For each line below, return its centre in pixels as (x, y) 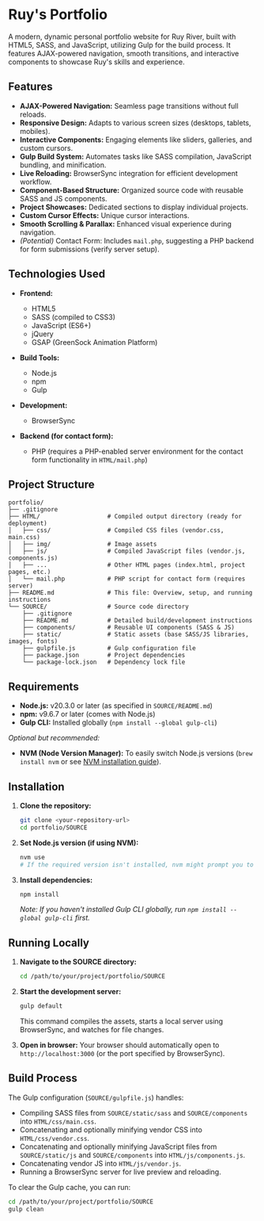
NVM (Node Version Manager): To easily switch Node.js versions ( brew (136, 753)
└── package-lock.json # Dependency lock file (104, 662)
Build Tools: (40, 358)
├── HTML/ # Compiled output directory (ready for (125, 517)
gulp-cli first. (68, 918)
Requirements (43, 686)
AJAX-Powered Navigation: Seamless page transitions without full (129, 105)
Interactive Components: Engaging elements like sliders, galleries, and (136, 140)
